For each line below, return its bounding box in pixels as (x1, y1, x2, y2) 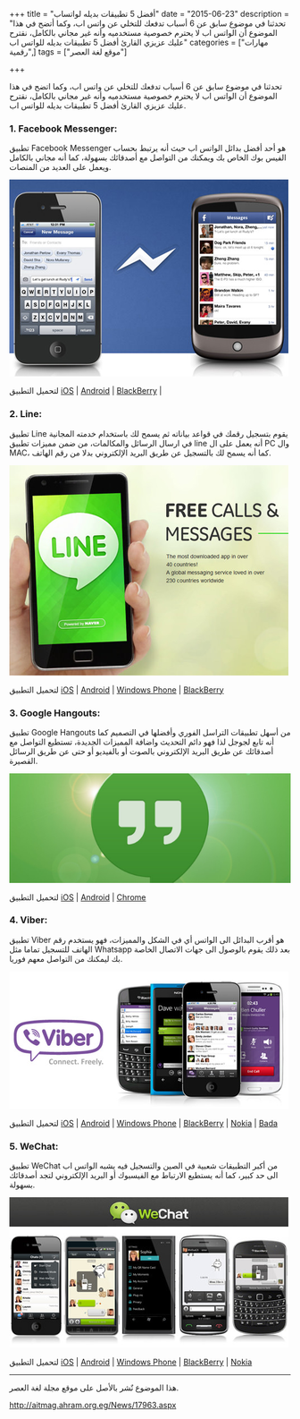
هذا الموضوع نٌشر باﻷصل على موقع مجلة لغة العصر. (9, 1382, 179, 1393)
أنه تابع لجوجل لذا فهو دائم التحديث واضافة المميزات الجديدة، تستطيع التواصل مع (9, 736, 275, 747)
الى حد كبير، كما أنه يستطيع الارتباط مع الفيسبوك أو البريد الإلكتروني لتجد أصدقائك (9, 1170, 279, 1181)
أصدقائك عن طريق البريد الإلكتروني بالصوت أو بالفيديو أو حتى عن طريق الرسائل (9, 745, 274, 756)
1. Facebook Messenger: (9, 122, 118, 134)
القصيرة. (9, 755, 38, 766)
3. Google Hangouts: (9, 707, 101, 719)
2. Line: (9, 408, 43, 421)
